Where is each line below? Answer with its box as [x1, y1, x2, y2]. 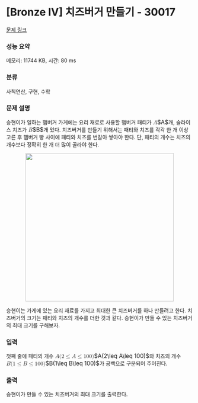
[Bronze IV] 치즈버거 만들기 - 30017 [6, 5, 176, 19]
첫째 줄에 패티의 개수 [6, 353, 54, 360]
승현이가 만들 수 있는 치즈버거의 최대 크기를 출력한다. [6, 391, 128, 398]
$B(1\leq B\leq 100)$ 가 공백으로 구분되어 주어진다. [45, 360, 168, 367]
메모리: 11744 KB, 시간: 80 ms [6, 57, 76, 64]
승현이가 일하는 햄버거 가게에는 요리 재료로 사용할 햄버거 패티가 [6, 119, 152, 126]
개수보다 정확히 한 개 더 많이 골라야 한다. [6, 140, 100, 148]
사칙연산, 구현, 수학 [6, 88, 50, 95]
